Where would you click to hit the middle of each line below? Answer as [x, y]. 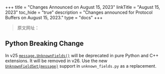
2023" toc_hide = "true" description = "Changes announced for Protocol [79, 12]
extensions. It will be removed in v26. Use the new [56, 61]
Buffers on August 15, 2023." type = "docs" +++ [54, 18]
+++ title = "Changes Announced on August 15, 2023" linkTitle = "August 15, [83, 7]
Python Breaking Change [44, 44]
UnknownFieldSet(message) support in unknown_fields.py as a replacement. [81, 66]
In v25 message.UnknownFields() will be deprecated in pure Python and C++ [82, 55]
